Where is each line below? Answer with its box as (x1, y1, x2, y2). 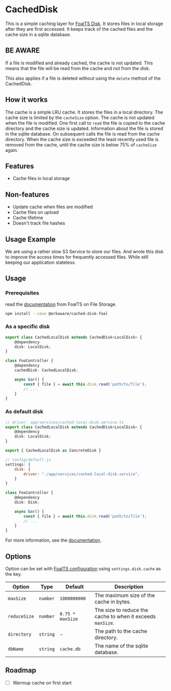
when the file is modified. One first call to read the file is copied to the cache (5, 120, 165, 126)
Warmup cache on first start (12, 679, 72, 686)
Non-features (5, 190, 49, 199)
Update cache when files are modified (12, 204, 93, 210)
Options (5, 552, 32, 561)
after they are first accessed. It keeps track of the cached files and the (5, 26, 153, 32)
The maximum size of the (94, 592, 155, 599)
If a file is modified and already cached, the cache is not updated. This (5, 60, 153, 66)
